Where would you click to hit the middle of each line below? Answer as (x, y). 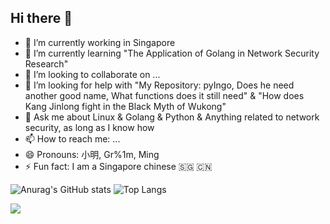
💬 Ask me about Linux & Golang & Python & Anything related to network (172, 117)
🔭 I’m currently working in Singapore (100, 42)
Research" (46, 63)
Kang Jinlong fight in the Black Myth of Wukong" (125, 106)
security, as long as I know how (89, 127)
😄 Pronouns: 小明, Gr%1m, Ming (92, 154)
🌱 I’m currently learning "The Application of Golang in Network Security (172, 53)
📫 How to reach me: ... (72, 138)
